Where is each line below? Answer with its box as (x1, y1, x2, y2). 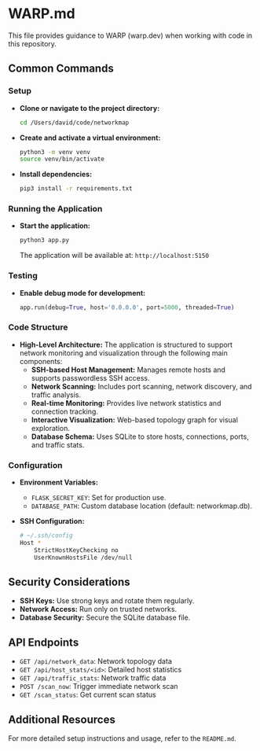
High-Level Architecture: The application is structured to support (19, 340, 233, 349)
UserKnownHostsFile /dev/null (34, 554, 133, 561)
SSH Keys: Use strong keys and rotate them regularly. (19, 596, 195, 606)
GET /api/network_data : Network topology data (19, 657, 173, 666)
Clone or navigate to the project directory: (19, 103, 160, 112)
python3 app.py (19, 237, 70, 245)
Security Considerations (8, 575, 131, 588)
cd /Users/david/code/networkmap (19, 119, 130, 127)
